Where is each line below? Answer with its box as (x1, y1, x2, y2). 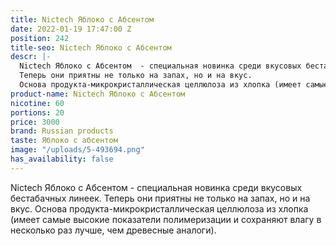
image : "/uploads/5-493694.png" (10, 145, 145, 155)
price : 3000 (10, 117, 60, 127)
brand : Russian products (10, 126, 114, 136)
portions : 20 (10, 107, 65, 118)
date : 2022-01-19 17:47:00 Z (10, 24, 132, 34)
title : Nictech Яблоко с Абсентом (10, 14, 155, 25)
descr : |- (10, 52, 52, 62)
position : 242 (10, 33, 70, 43)
